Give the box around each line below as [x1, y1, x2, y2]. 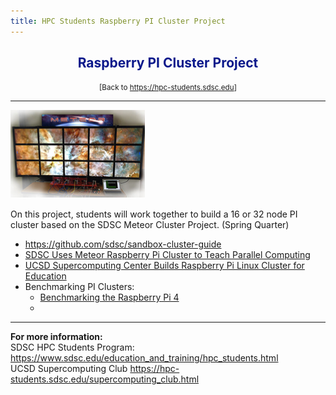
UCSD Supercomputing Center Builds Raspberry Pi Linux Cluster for [24, 260, 305, 272]
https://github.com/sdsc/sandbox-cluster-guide [24, 238, 222, 250]
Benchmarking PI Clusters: [24, 281, 135, 293]
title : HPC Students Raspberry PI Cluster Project [10, 16, 226, 26]
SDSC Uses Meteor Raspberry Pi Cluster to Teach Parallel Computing [24, 249, 311, 261]
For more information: [10, 331, 103, 343]
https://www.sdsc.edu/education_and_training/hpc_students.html [10, 352, 279, 364]
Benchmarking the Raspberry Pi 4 [39, 291, 180, 304]
